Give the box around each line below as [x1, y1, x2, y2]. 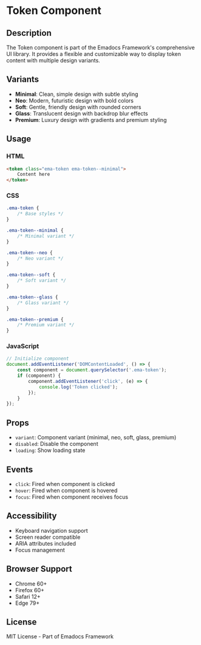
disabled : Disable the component [15, 441, 98, 448]
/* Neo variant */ [17, 255, 64, 262]
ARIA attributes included [15, 539, 77, 547]
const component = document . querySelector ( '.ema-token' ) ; [17, 367, 167, 373]
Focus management [15, 546, 65, 553]
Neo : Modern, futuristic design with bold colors [15, 96, 134, 104]
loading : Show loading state [15, 447, 86, 454]
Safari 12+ [15, 593, 41, 600]
